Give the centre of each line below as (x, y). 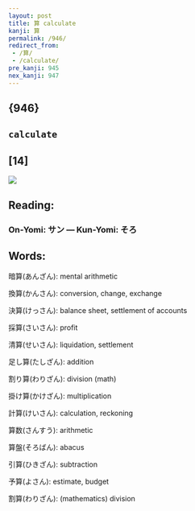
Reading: (31, 205)
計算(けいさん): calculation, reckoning (71, 413)
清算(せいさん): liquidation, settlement (71, 345)
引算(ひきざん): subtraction (53, 464)
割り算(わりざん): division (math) (62, 379)
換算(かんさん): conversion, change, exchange (85, 294)
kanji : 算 (24, 31)
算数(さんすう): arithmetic (51, 431)
